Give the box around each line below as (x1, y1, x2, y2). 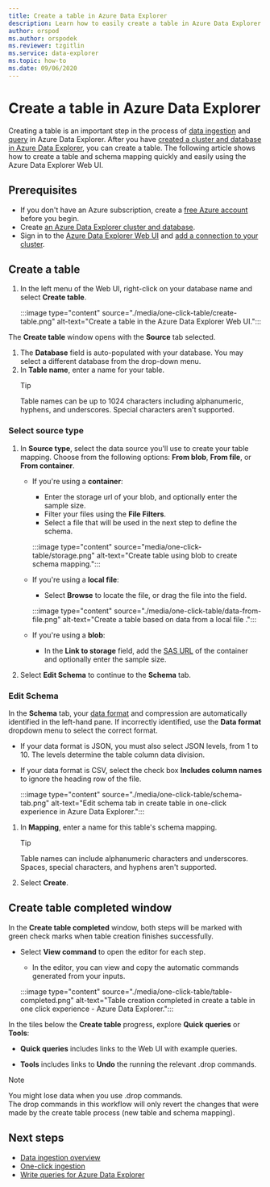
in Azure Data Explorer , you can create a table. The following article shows (8, 143, 255, 153)
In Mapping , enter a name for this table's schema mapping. (19, 822, 218, 832)
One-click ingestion (19, 1161, 86, 1171)
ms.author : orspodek (8, 34, 78, 43)
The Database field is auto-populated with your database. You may (19, 348, 243, 357)
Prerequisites (8, 183, 77, 198)
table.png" (19, 316, 56, 327)
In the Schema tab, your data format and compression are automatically (8, 708, 247, 718)
